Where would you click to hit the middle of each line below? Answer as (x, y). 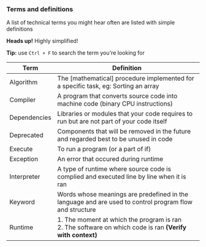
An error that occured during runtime (110, 159)
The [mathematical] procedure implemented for (126, 79)
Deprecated (27, 135)
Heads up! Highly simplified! (42, 41)
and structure (77, 210)
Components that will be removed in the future (124, 131)
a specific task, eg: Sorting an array (108, 86)
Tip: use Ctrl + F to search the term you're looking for (76, 53)
